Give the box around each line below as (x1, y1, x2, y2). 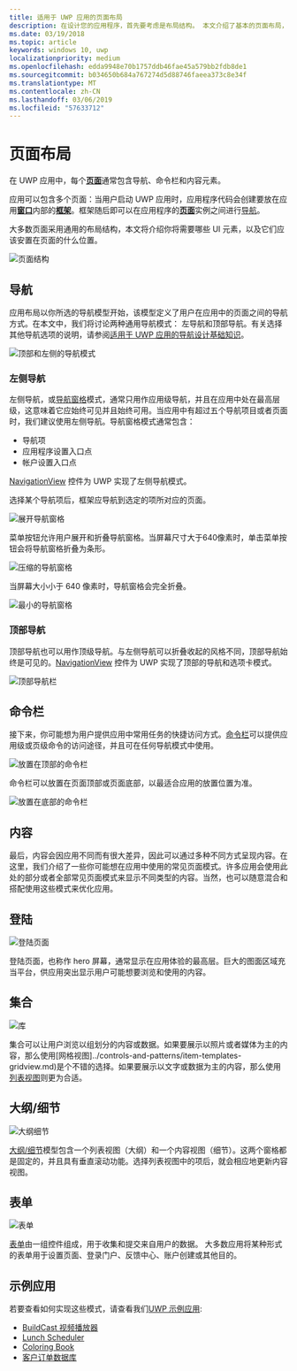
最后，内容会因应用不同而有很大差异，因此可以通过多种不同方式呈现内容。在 (9, 850, 288, 861)
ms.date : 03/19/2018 (9, 29, 86, 38)
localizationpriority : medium (9, 54, 121, 63)
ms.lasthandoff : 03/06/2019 (9, 95, 113, 104)
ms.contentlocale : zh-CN (9, 87, 101, 96)
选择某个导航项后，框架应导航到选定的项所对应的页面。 (9, 494, 210, 505)
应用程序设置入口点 (21, 446, 93, 456)
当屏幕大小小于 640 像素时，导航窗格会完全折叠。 (9, 581, 192, 592)
